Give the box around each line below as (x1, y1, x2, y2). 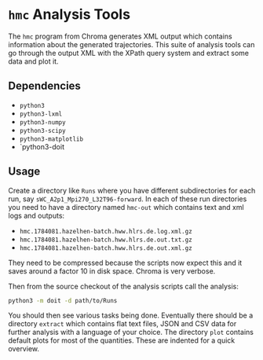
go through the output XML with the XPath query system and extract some (8, 48, 250, 57)
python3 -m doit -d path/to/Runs (8, 296, 118, 304)
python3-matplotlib (19, 135, 84, 143)
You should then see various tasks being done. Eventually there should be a (8, 310, 254, 320)
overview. (8, 344, 39, 354)
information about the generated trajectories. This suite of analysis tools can (8, 39, 255, 49)
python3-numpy (19, 118, 66, 127)
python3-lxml (19, 110, 63, 118)
